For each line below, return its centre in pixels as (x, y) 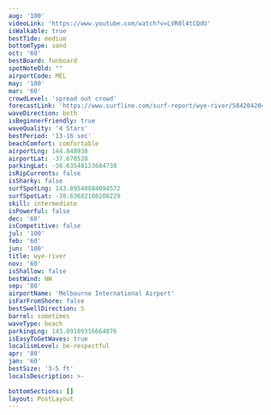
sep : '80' (25, 286)
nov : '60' (25, 263)
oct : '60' (25, 53)
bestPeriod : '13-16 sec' (50, 136)
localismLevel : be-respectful (59, 346)
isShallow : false (38, 271)
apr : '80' (25, 354)
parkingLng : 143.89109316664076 (63, 331)
